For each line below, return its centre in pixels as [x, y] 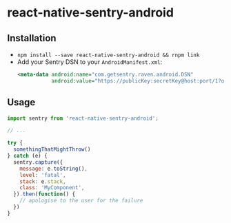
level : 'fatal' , [43, 175]
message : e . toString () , [54, 169]
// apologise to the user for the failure [81, 201]
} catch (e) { [28, 156]
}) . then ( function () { [44, 194]
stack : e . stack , [43, 181]
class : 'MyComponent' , [52, 188]
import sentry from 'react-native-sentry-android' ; [83, 118]
